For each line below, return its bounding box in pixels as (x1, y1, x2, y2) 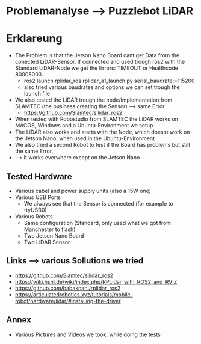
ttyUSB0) (23, 206, 47, 213)
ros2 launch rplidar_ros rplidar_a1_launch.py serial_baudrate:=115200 (23, 77, 195, 85)
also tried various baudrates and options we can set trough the (23, 84, 180, 91)
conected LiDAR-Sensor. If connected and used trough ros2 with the (14, 58, 185, 66)
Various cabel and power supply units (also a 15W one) (14, 187, 152, 194)
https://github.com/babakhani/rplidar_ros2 (14, 284, 121, 292)
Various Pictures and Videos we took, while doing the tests (14, 331, 161, 338)
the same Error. (14, 147, 54, 155)
